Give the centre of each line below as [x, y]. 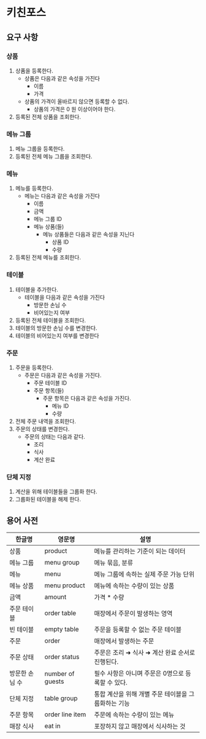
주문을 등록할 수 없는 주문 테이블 [138, 630]
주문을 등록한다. [34, 368]
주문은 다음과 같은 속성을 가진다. [63, 375]
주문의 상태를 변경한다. [42, 429]
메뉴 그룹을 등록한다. [40, 149]
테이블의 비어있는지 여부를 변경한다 [57, 335]
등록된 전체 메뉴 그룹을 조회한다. [54, 157]
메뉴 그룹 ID [48, 219]
